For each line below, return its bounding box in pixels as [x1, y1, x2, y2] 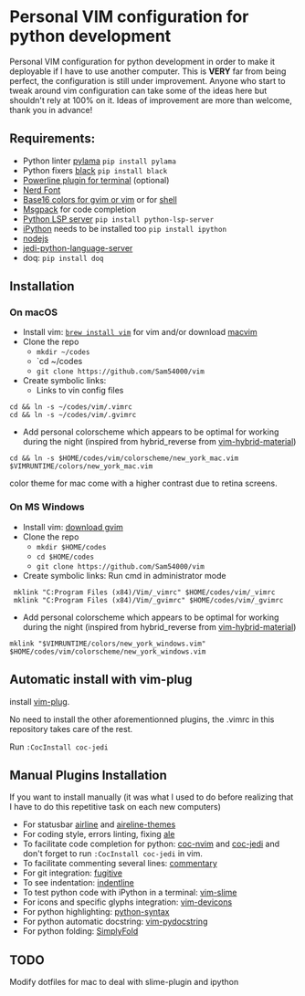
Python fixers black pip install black [22, 164, 168, 175]
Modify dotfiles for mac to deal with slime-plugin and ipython [9, 977, 239, 988]
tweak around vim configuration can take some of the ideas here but [9, 85, 268, 96]
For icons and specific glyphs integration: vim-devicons [22, 896, 233, 907]
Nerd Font [22, 184, 61, 195]
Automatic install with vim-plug [9, 672, 193, 687]
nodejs [22, 233, 48, 244]
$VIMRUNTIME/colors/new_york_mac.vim [9, 462, 153, 471]
